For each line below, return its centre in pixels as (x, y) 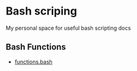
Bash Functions (36, 47)
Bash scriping (42, 11)
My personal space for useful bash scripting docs (68, 28)
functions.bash (33, 61)
